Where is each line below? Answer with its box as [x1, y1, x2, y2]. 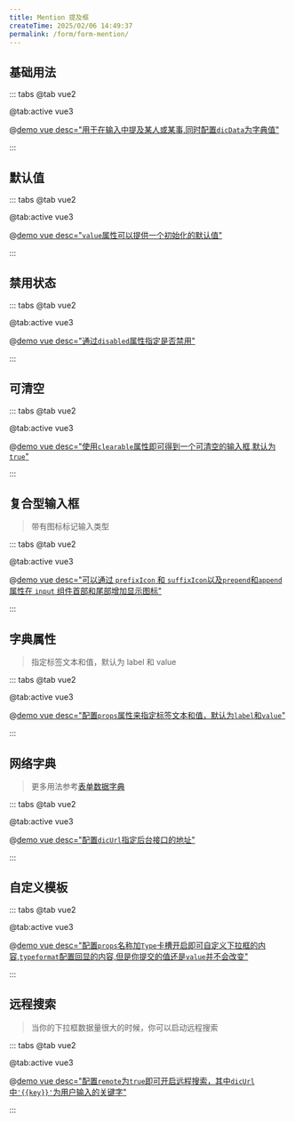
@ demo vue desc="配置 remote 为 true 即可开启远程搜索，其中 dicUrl [9, 1075, 255, 1086]
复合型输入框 [9, 496, 80, 511]
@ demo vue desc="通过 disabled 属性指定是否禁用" [9, 335, 195, 346]
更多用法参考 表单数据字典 [30, 781, 125, 792]
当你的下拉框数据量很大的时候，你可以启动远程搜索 [30, 1022, 219, 1032]
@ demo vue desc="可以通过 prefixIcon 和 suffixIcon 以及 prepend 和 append [9, 574, 283, 585]
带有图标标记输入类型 [30, 521, 109, 532]
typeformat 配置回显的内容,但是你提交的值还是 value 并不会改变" [19, 950, 249, 961]
